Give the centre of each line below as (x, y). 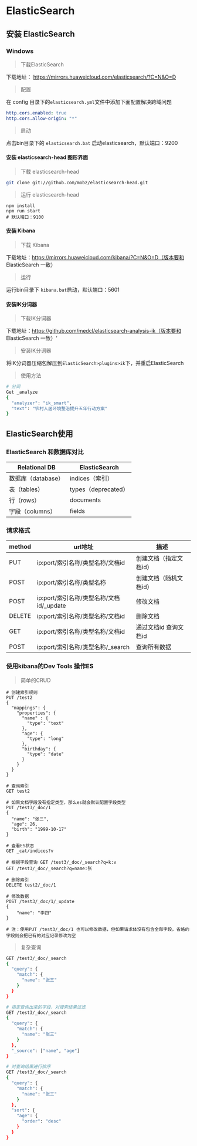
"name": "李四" (34, 913)
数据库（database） (37, 478)
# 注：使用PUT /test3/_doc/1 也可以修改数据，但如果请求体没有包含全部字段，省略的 (98, 929)
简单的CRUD (35, 680)
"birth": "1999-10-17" (39, 829)
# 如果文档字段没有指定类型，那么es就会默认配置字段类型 (66, 802)
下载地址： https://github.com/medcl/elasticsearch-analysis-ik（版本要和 (94, 331)
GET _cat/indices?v (30, 851)
